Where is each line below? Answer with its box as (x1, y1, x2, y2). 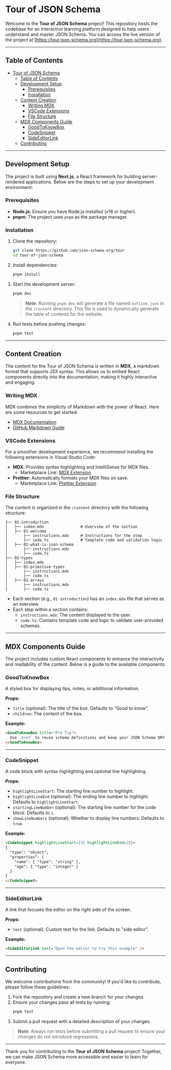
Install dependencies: (12, 262, 58, 268)
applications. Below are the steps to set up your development (25, 178, 154, 185)
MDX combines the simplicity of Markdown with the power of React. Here (5, 404, 159, 410)
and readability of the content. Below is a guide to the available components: (5, 661, 166, 667)
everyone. (5, 1059, 26, 1065)
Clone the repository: (12, 238, 58, 244)
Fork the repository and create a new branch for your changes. (12, 994, 145, 1000)
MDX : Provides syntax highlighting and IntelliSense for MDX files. (12, 464, 150, 470)
